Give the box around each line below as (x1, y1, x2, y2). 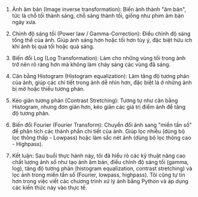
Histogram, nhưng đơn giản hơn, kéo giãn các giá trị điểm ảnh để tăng (11, 103, 185, 111)
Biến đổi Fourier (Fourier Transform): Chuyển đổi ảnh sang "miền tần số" (11, 121, 193, 129)
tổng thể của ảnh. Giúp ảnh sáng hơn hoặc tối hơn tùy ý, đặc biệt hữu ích (11, 37, 193, 43)
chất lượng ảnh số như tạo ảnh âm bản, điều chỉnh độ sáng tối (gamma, (11, 159, 189, 165)
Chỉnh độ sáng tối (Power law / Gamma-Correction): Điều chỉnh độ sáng (11, 30, 191, 37)
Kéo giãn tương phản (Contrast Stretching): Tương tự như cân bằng (11, 97, 178, 104)
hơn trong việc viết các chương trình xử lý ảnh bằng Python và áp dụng (11, 178, 188, 184)
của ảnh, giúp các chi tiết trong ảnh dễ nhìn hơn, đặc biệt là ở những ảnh (11, 79, 192, 86)
